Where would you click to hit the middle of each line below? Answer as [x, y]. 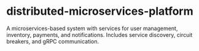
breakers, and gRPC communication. [53, 41]
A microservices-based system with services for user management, [92, 28]
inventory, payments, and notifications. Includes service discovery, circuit [99, 34]
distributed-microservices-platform [100, 11]
